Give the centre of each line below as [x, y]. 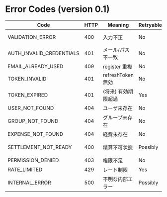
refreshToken [118, 75]
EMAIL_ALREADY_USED [36, 66]
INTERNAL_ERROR [29, 183]
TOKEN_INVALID [27, 79]
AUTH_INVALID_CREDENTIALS [43, 53]
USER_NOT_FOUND [31, 108]
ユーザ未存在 [118, 108]
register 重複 [118, 67]
